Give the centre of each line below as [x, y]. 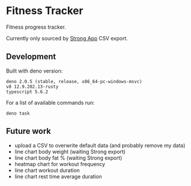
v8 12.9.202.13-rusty [32, 87]
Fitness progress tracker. [36, 27]
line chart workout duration [47, 170]
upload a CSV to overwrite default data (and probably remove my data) [100, 145]
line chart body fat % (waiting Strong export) [68, 158]
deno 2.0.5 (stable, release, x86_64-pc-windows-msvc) [74, 81]
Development [31, 57]
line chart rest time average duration [58, 176]
